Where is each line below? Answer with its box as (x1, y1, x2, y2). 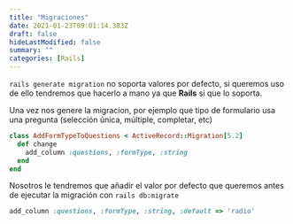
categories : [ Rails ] (9, 54, 86, 63)
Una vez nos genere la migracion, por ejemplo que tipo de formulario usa (9, 105, 276, 115)
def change (17, 139, 58, 149)
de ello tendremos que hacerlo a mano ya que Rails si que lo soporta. (9, 88, 263, 98)
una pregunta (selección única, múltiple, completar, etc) (9, 114, 213, 125)
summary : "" (9, 46, 53, 55)
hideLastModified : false (9, 37, 101, 47)
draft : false (9, 29, 58, 38)
